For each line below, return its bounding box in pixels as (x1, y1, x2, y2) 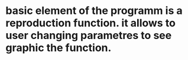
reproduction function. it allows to (5, 16, 176, 30)
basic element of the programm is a (5, 4, 183, 17)
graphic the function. (5, 41, 112, 55)
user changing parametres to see (5, 29, 172, 42)
